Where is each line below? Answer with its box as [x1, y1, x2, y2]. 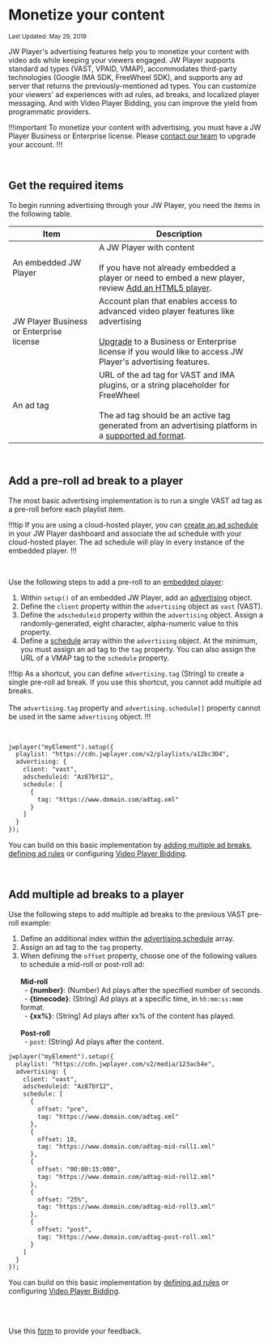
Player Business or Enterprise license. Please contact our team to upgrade [8, 131, 257, 141]
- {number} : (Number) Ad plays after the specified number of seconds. [23, 985, 263, 994]
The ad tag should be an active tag [98, 409, 231, 421]
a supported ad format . [98, 430, 186, 441]
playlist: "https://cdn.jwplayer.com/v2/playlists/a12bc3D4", [15, 750, 230, 758]
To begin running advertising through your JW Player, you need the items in [8, 200, 261, 210]
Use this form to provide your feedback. [8, 1326, 142, 1336]
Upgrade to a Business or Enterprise [98, 336, 237, 347]
